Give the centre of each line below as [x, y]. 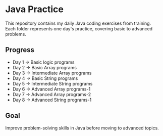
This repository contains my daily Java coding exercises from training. [78, 23]
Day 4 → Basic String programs [45, 78]
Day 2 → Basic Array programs [45, 67]
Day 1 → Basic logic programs [43, 62]
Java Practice [35, 9]
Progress [20, 50]
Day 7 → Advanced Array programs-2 [52, 94]
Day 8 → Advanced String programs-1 [52, 100]
